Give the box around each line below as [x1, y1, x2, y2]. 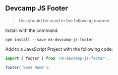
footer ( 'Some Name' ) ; [5, 65, 51, 70]
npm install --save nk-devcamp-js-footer [5, 37, 94, 42]
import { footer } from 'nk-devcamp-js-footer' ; [5, 56, 109, 61]
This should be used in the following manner [17, 17, 110, 23]
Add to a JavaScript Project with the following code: [5, 46, 113, 52]
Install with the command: [5, 27, 59, 33]
